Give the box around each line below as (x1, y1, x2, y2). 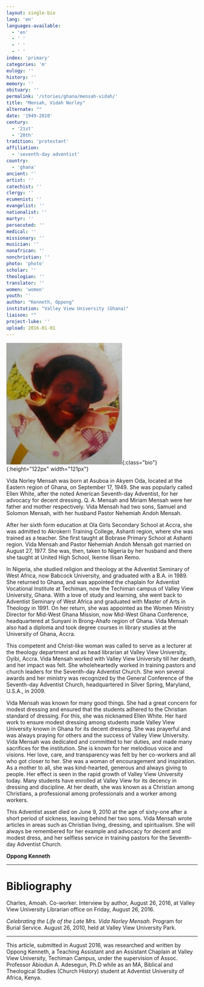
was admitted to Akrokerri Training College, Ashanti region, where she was (6, 527, 193, 535)
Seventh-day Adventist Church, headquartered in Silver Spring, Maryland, (6, 680, 191, 688)
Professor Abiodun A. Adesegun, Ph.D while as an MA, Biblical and (6, 961, 173, 969)
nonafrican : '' (6, 248, 45, 254)
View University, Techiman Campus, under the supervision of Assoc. (6, 955, 178, 962)
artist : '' (6, 177, 34, 183)
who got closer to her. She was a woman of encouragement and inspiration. (6, 757, 196, 764)
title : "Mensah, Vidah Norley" (6, 100, 86, 106)
